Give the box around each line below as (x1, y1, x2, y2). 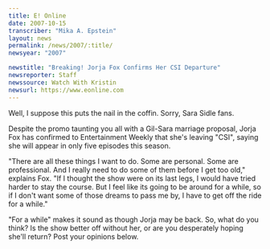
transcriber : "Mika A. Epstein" (8, 27, 117, 35)
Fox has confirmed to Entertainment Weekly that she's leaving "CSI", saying (8, 132, 259, 141)
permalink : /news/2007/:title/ (8, 42, 113, 50)
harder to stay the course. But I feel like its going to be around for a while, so (8, 182, 261, 191)
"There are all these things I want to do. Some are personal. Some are (8, 156, 239, 165)
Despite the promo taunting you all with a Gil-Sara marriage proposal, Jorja (8, 124, 257, 133)
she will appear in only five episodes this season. (8, 141, 171, 150)
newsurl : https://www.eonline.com (8, 86, 125, 94)
